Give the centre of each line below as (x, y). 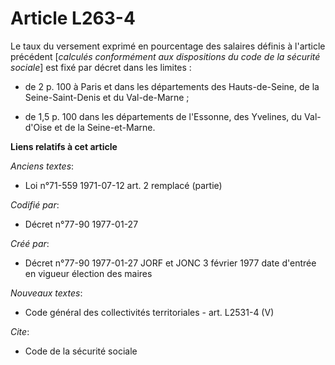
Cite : (20, 331)
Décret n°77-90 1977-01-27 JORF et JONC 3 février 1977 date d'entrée (170, 263)
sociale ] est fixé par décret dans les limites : (101, 67)
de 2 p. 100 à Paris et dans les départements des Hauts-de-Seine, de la (172, 86)
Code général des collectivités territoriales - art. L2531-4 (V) (149, 312)
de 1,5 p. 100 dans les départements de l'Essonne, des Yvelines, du (163, 116)
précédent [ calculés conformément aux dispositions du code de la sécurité (165, 56)
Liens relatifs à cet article (64, 146)
